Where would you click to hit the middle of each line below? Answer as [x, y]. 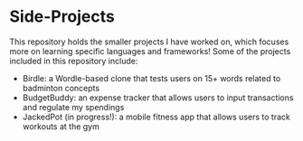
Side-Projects [62, 17]
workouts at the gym [61, 126]
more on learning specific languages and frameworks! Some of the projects [150, 51]
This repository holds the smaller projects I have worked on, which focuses [149, 42]
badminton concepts [61, 88]
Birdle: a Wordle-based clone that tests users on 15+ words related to [151, 78]
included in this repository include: [74, 61]
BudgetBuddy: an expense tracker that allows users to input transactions [158, 98]
